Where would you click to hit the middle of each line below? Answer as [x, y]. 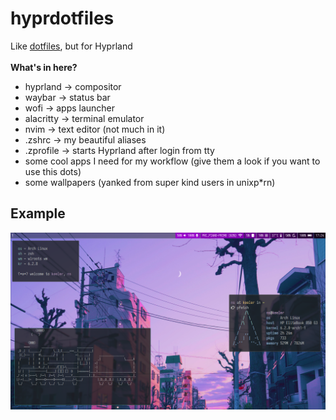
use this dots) [53, 171]
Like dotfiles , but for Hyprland [71, 46]
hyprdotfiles [62, 18]
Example [38, 213]
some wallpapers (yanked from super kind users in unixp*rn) [150, 182]
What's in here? [44, 67]
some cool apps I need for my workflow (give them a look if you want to [172, 161]
